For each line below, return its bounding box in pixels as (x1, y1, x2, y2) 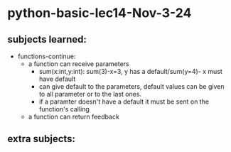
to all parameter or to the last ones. (38, 90, 142, 98)
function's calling (38, 105, 90, 113)
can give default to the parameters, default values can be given (38, 82, 225, 90)
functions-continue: (17, 52, 76, 60)
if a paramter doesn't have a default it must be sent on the (38, 97, 210, 106)
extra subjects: (7, 133, 76, 145)
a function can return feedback (28, 112, 119, 121)
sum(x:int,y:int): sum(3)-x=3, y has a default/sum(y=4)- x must (38, 67, 222, 75)
